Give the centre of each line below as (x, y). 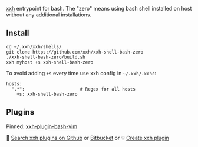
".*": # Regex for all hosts (73, 89)
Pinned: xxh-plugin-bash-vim (42, 126)
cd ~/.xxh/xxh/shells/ (34, 46)
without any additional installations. (49, 15)
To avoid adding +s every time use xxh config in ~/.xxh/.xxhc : (81, 73)
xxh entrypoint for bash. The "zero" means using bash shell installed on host (99, 9)
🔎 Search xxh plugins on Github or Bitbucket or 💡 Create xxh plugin (88, 138)
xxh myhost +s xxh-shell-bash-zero (50, 62)
